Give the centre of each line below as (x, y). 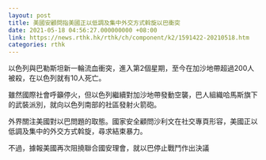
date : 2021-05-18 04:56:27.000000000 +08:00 (83, 30)
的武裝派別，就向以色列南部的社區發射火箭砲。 (84, 105)
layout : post (30, 15)
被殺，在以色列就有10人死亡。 (57, 78)
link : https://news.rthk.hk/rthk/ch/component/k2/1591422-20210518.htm (129, 37)
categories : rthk (37, 45)
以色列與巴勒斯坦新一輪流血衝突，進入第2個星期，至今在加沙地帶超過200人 (131, 69)
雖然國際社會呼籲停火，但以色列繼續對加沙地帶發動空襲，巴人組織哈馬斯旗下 (133, 95)
